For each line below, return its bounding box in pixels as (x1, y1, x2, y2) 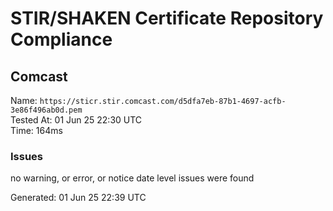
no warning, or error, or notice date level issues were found (10, 172, 255, 184)
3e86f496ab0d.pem (10, 105, 83, 115)
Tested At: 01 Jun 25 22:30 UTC (10, 114, 143, 126)
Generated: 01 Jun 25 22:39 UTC (10, 192, 147, 204)
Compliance (10, 28, 113, 51)
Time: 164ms (10, 125, 63, 136)
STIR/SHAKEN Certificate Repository (10, 7, 324, 30)
